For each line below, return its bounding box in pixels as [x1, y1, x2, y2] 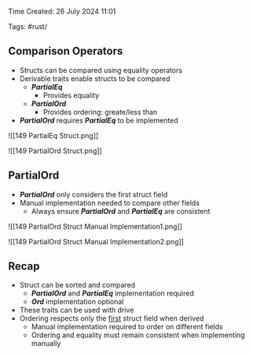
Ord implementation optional [31, 297, 124, 306]
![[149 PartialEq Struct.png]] [8, 130, 99, 140]
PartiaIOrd [8, 169, 60, 182]
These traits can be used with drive [19, 306, 134, 315]
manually [31, 339, 61, 348]
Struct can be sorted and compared [19, 281, 136, 290]
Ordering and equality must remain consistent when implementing [31, 330, 245, 340]
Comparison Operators [8, 45, 123, 58]
